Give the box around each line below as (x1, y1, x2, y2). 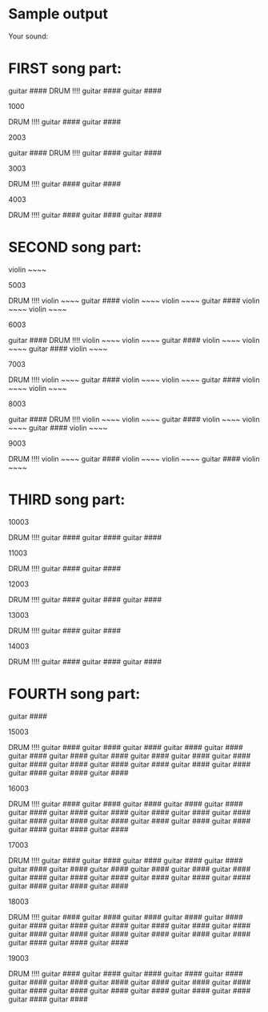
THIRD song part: (8, 490, 126, 509)
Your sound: (8, 31, 49, 41)
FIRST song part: (8, 59, 122, 78)
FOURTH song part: (8, 684, 141, 703)
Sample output (8, 5, 108, 23)
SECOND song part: (8, 238, 142, 256)
